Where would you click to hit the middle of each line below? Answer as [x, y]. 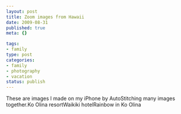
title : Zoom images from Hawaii [45, 17]
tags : [13, 44]
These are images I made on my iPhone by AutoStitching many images [91, 99]
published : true [26, 28]
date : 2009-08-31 [27, 22]
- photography [23, 71]
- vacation [19, 77]
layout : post [22, 11]
